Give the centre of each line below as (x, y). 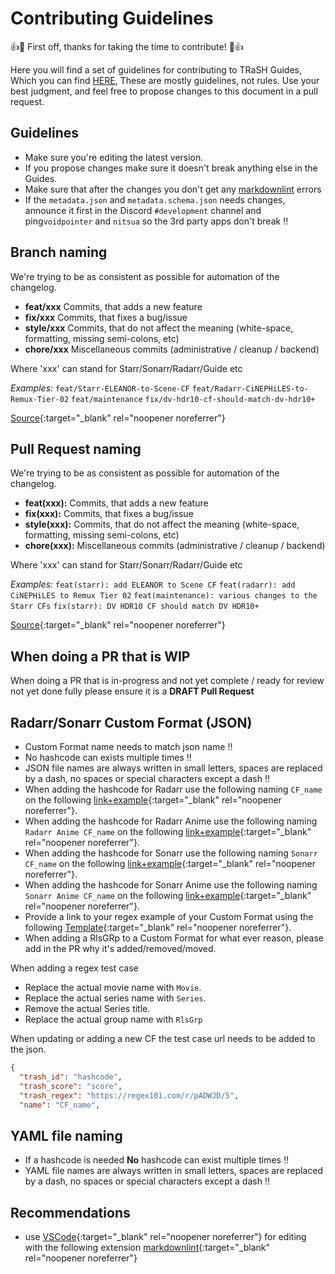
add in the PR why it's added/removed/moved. (120, 948)
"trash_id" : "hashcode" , (71, 1077)
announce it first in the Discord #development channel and (143, 210)
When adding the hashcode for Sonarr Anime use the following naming (171, 885)
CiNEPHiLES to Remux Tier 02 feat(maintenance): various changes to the (164, 596)
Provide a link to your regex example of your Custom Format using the (169, 916)
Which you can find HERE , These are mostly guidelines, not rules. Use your (165, 80)
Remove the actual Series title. (87, 1008)
